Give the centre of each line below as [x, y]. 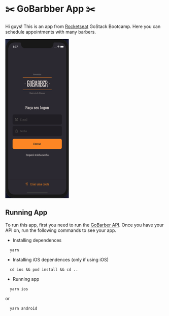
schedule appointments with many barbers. [51, 32]
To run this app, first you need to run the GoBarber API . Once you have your [84, 225]
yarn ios [19, 289]
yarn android [24, 308]
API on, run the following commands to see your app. [61, 230]
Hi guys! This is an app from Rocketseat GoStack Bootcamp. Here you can [83, 26]
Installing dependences [37, 240]
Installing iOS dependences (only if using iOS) [61, 259]
